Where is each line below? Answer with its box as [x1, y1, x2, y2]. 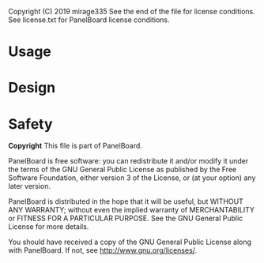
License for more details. [8, 222, 89, 231]
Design [8, 79, 56, 97]
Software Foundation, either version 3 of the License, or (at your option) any [8, 173, 256, 182]
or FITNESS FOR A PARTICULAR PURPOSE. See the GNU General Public [8, 213, 243, 224]
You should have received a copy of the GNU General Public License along [8, 237, 251, 247]
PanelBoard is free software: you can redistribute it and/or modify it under [8, 156, 249, 166]
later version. [8, 182, 51, 191]
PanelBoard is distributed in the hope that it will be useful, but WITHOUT [8, 197, 243, 206]
